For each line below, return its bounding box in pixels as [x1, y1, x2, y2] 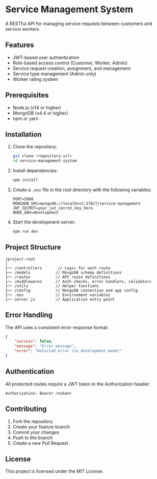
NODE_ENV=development [12, 210, 59, 215]
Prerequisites [5, 91, 49, 100]
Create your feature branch [12, 423, 70, 430]
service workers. [5, 26, 41, 32]
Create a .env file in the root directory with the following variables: [12, 187, 152, 193]
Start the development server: [12, 219, 76, 225]
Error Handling [5, 311, 53, 320]
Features [5, 41, 34, 50]
